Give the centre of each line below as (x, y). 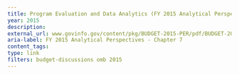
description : (27, 27)
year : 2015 (23, 20)
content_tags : (28, 47)
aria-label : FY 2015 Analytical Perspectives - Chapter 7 (95, 40)
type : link (23, 54)
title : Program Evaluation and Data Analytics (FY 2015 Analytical (110, 14)
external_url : (28, 33)
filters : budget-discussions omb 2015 (65, 60)
